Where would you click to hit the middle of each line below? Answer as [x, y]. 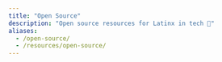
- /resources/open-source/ [61, 46]
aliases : [23, 31]
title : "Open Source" [45, 16]
